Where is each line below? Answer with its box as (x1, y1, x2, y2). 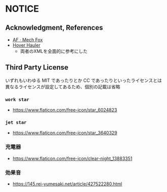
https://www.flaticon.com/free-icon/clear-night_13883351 (12, 155, 133, 162)
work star (5, 97, 29, 102)
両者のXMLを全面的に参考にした (20, 48, 88, 54)
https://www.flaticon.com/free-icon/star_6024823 (12, 107, 117, 113)
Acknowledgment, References (5, 23, 103, 32)
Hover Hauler (12, 42, 40, 48)
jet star (5, 120, 27, 125)
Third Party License (5, 63, 69, 72)
